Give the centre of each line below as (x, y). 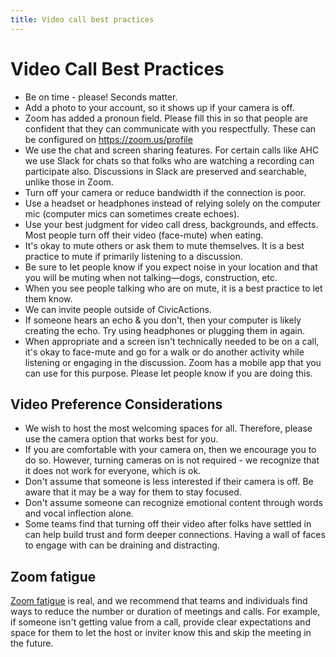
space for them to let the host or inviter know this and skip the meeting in (161, 633)
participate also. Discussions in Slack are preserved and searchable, (165, 171)
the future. (32, 643)
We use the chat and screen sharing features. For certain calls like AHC (172, 150)
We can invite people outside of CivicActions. (118, 309)
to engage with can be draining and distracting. (122, 545)
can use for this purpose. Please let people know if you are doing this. (168, 373)
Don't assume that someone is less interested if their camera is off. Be (169, 482)
